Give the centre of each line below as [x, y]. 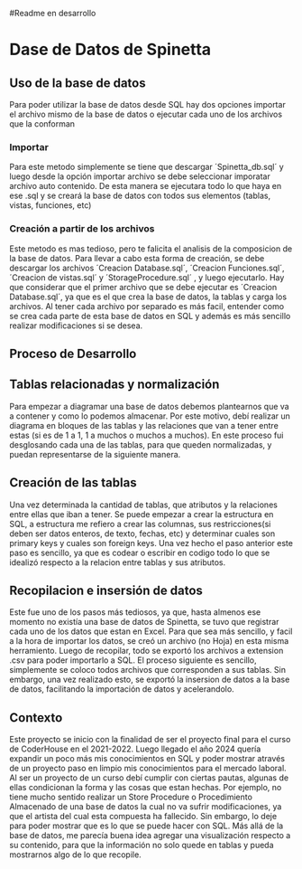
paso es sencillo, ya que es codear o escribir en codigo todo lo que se [140, 553]
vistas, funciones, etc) [50, 205]
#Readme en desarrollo [53, 13]
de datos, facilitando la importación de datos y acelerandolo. [122, 689]
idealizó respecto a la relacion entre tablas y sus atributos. [118, 562]
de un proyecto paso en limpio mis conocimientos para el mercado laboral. [148, 769]
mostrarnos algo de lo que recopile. [75, 855]
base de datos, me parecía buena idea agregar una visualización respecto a [150, 836]
